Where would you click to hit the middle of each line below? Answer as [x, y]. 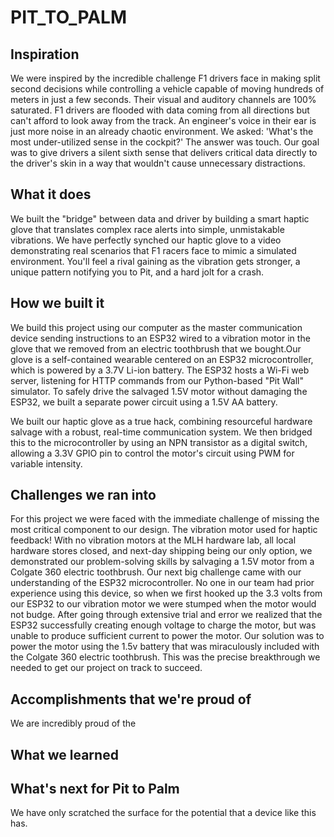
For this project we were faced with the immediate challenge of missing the [165, 519]
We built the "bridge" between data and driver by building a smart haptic [160, 218]
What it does [51, 194]
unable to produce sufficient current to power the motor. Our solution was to [167, 636]
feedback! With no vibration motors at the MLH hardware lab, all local [153, 540]
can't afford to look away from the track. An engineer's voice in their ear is [163, 120]
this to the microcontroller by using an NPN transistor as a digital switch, [159, 442]
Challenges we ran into [83, 495]
